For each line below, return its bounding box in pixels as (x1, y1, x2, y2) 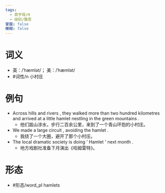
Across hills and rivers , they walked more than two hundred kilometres (12, 110, 160, 116)
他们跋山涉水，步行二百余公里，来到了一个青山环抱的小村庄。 (20, 122, 148, 127)
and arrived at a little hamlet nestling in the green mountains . (12, 116, 140, 121)
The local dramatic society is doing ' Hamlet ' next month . (12, 139, 134, 144)
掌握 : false (5, 21, 29, 27)
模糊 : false (5, 26, 29, 31)
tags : (5, 7, 17, 13)
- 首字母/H (10, 12, 30, 17)
